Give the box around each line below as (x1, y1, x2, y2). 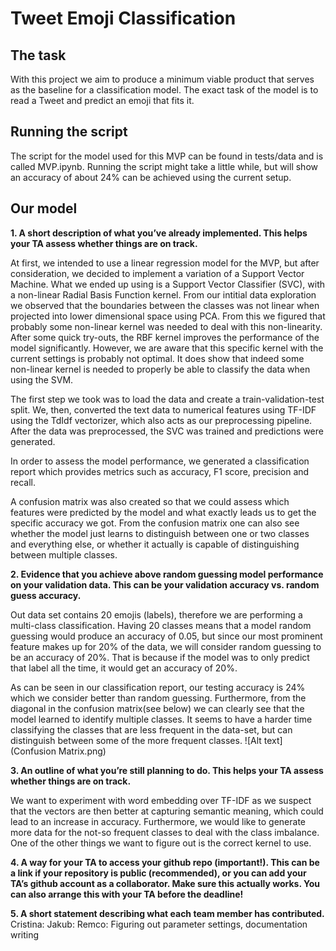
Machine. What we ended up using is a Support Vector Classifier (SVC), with (10, 278, 326, 290)
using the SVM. (10, 373, 74, 386)
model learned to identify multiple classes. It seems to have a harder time (10, 713, 313, 725)
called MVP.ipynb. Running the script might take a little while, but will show (10, 160, 318, 172)
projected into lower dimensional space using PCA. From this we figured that (10, 310, 326, 322)
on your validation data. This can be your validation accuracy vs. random (10, 578, 320, 591)
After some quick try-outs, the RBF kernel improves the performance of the (10, 331, 320, 343)
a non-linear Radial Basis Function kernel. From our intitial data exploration (10, 288, 317, 301)
